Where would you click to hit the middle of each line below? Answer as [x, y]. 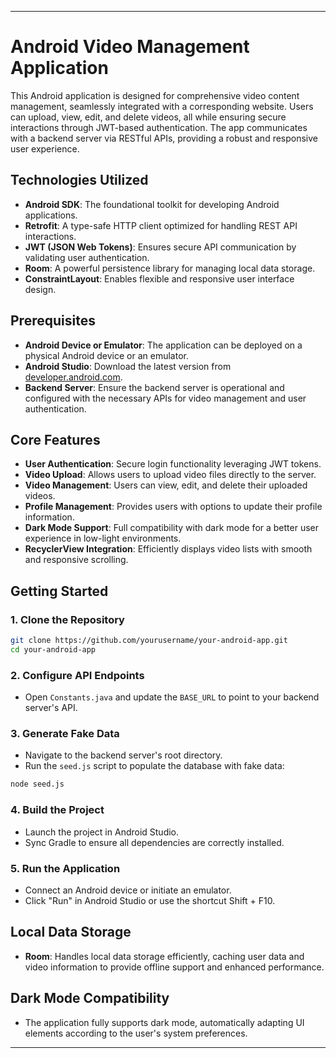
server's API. [51, 708]
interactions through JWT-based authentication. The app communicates [159, 127]
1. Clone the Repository [67, 619]
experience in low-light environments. [103, 538]
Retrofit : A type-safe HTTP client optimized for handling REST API [161, 225]
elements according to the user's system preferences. [136, 1033]
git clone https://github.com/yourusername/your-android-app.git [149, 641]
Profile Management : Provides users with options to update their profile [173, 507]
